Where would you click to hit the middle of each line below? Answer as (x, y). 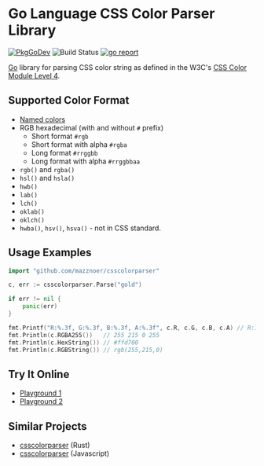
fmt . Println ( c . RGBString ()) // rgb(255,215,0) (86, 350)
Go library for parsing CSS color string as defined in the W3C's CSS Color (128, 67)
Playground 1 (40, 393)
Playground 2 (41, 402)
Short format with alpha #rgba (79, 144)
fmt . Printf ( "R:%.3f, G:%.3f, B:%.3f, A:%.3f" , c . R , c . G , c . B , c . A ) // (126, 328)
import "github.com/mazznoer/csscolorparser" (84, 271)
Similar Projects (48, 426)
